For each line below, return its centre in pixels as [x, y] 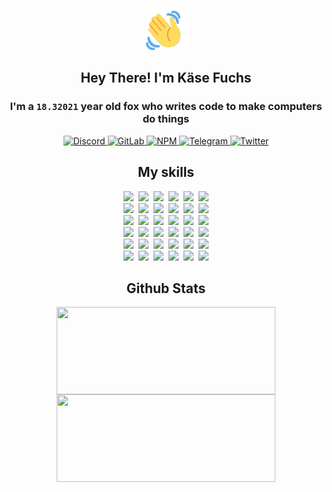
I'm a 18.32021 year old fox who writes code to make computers [166, 107]
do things [166, 119]
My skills [166, 172]
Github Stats [166, 288]
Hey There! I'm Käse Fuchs [166, 78]
